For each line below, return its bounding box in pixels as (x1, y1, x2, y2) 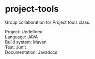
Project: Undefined (5, 29, 43, 34)
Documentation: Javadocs (5, 49, 58, 55)
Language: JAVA (5, 34, 38, 40)
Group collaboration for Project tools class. (5, 19, 91, 25)
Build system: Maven (5, 39, 47, 44)
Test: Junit (5, 44, 26, 50)
